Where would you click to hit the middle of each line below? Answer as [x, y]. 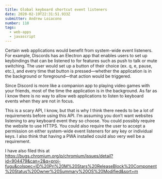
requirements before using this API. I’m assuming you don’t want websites [79, 115]
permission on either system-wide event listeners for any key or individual [79, 131]
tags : [10, 28]
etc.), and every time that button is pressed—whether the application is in [78, 71]
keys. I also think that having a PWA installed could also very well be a [75, 136]
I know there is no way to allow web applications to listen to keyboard [74, 96]
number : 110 [17, 23]
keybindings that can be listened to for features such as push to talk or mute [81, 61]
